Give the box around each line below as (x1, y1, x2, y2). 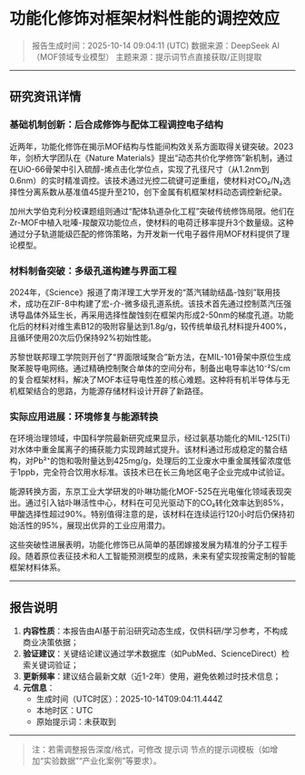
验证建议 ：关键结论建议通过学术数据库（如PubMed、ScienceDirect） (22, 648, 282, 659)
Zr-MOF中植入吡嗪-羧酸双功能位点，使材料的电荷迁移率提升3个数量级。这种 (9, 217, 294, 228)
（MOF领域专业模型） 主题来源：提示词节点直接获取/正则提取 (31, 51, 262, 62)
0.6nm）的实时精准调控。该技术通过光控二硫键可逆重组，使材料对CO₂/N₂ (9, 174, 283, 186)
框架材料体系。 (9, 562, 65, 573)
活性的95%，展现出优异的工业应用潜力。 (16, 520, 171, 531)
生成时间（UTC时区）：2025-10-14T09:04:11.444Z (35, 693, 223, 704)
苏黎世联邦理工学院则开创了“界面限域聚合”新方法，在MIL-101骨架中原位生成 (9, 351, 292, 362)
